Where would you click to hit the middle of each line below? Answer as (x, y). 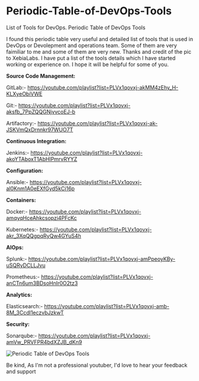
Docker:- (17, 211)
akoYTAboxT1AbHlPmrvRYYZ (42, 159)
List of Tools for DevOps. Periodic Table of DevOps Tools (76, 27)
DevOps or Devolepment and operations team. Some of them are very (91, 45)
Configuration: (25, 171)
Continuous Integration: (36, 141)
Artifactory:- (21, 123)
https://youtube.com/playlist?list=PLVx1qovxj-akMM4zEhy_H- (103, 87)
